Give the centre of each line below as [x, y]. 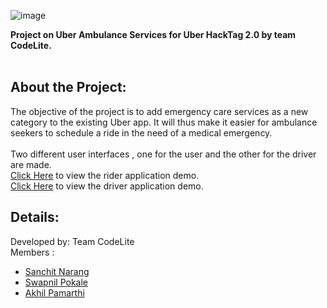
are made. [31, 164]
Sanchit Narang [57, 271]
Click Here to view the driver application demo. [107, 186]
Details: [35, 217]
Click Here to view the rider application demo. [105, 175]
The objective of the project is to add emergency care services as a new [159, 111]
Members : [32, 252]
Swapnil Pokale [56, 282]
